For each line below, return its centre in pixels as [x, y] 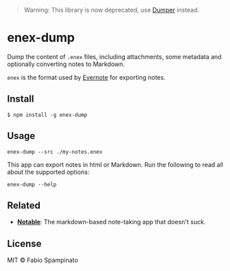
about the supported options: [48, 172]
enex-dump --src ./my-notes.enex [55, 152]
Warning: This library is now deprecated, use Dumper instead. [112, 10]
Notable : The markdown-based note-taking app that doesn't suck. [111, 222]
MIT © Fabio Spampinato [43, 260]
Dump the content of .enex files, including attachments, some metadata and [114, 56]
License [24, 243]
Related [24, 205]
